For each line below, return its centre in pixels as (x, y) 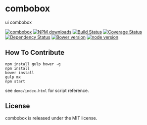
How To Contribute (35, 53)
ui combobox (19, 22)
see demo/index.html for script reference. (47, 90)
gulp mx (13, 77)
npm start (15, 81)
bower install (20, 73)
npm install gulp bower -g (33, 64)
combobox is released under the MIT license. (51, 118)
